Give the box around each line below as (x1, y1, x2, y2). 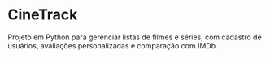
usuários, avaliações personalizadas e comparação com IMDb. (7, 40, 218, 50)
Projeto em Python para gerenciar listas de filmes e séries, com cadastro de (7, 32, 262, 42)
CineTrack (7, 6, 78, 24)
